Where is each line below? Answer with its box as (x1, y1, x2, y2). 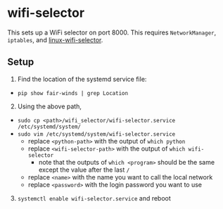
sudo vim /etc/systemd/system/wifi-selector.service (17, 130, 176, 138)
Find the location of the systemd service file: (17, 75, 147, 83)
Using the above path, (17, 102, 82, 110)
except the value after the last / (38, 165, 130, 174)
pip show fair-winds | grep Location (17, 89, 129, 96)
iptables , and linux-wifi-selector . (7, 35, 103, 44)
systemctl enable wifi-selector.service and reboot (17, 194, 171, 202)
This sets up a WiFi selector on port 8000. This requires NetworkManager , (7, 28, 217, 37)
